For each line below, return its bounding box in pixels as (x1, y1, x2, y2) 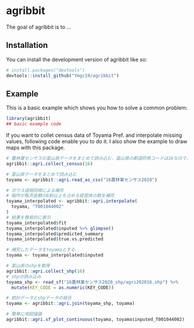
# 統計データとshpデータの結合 (6, 295, 72, 301)
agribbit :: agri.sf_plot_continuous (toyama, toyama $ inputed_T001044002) (6, 317, 185, 323)
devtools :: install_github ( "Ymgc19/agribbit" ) (6, 72, 119, 78)
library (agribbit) (6, 116, 51, 122)
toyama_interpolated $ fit (6, 220, 67, 226)
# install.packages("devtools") (6, 67, 85, 73)
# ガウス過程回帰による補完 (6, 187, 64, 194)
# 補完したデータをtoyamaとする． (6, 247, 80, 253)
